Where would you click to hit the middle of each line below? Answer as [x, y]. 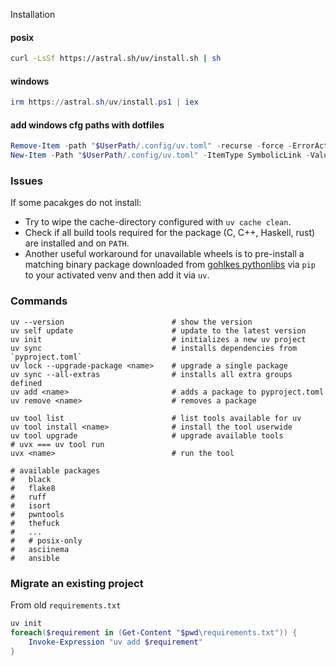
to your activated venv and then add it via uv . [117, 275]
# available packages [55, 470]
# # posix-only [46, 540]
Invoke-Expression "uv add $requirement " [115, 642]
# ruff [28, 497]
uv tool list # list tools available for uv [156, 418]
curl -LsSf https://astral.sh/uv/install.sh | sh [116, 59]
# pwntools [37, 514]
